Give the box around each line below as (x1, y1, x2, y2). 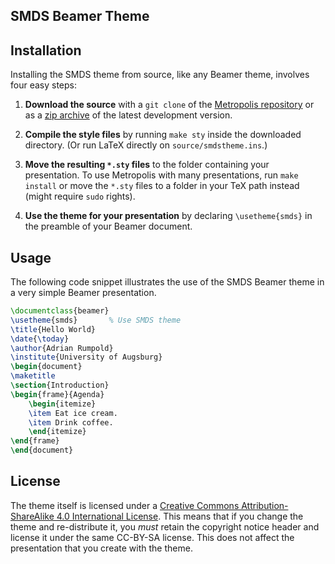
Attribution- (241, 499, 289, 511)
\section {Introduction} (10, 380, 110, 391)
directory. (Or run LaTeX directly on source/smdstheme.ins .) (24, 139, 268, 151)
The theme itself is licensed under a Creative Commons (10, 499, 240, 511)
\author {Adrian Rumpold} (10, 343, 114, 353)
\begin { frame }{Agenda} (10, 389, 105, 399)
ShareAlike (10, 510, 55, 522)
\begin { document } (10, 362, 83, 372)
